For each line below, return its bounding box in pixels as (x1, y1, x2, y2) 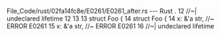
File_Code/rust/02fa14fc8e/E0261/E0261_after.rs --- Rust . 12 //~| (6, 7, 197, 15)
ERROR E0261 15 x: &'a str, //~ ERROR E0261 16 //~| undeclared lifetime (6, 22, 215, 30)
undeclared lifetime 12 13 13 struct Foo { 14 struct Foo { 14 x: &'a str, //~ (6, 14, 215, 23)
